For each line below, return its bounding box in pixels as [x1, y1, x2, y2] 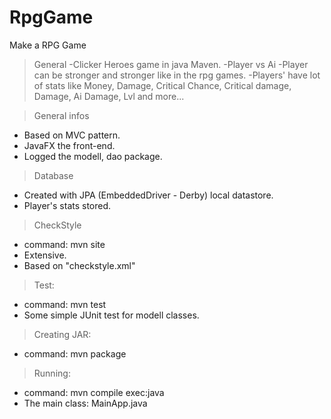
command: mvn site [23, 238, 106, 250]
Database [33, 169, 74, 181]
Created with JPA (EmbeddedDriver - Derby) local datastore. [23, 189, 274, 201]
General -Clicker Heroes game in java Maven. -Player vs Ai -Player [33, 58, 309, 70]
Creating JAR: [33, 328, 92, 340]
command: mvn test [23, 298, 107, 310]
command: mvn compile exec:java [23, 386, 165, 398]
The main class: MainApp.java [23, 397, 148, 409]
